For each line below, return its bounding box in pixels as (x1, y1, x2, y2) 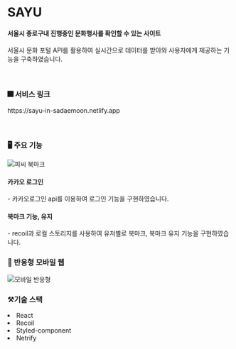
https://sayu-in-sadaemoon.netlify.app (7, 106, 121, 114)
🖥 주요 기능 (7, 140, 43, 150)
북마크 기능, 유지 (7, 212, 53, 221)
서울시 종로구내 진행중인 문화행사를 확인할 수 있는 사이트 (7, 29, 161, 38)
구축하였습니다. (20, 55, 63, 64)
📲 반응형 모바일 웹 (7, 257, 65, 267)
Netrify (16, 333, 37, 342)
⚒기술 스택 (7, 294, 43, 304)
